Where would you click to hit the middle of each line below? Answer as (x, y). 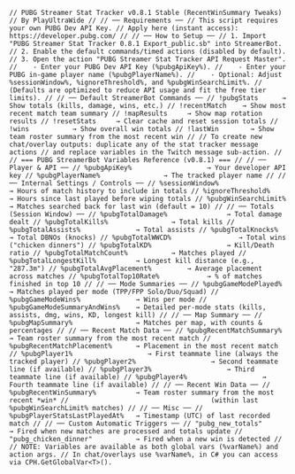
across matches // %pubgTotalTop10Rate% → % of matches (136, 276)
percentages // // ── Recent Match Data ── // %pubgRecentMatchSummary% (146, 330)
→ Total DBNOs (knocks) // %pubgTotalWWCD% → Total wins (148, 237)
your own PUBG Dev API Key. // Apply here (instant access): (124, 28)
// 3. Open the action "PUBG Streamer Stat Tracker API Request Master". (148, 59)
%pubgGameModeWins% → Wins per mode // (108, 299)
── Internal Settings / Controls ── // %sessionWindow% (114, 183)
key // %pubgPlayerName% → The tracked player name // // (148, 175)
